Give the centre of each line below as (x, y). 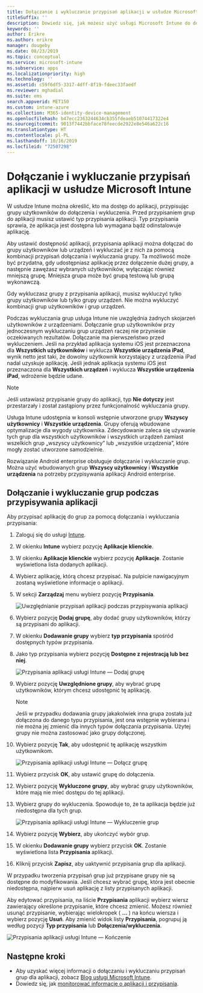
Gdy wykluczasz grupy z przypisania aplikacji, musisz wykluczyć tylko (94, 293)
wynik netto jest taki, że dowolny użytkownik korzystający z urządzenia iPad (101, 356)
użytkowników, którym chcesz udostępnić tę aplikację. (83, 690)
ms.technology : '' (30, 79)
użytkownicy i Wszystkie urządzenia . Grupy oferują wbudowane (89, 424)
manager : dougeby (29, 46)
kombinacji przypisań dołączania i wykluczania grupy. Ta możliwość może (99, 256)
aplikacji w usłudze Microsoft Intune (99, 189)
